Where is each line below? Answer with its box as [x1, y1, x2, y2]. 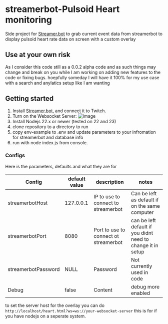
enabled [130, 289, 150, 296]
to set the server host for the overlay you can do [5, 302, 105, 308]
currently [130, 262, 152, 269]
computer [130, 209, 154, 216]
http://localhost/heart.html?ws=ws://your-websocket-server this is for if [5, 307, 157, 313]
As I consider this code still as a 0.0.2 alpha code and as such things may [5, 64, 156, 70]
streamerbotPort [7, 232, 46, 239]
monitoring [5, 14, 52, 26]
